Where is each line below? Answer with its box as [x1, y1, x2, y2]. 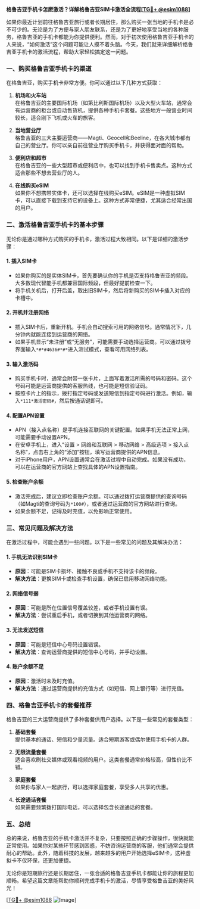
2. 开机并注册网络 [6, 309, 49, 316]
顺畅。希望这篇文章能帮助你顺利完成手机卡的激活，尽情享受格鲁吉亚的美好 [6, 877, 189, 884]
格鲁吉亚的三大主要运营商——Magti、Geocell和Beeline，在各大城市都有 [14, 134, 191, 142]
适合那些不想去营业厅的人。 [14, 169, 83, 176]
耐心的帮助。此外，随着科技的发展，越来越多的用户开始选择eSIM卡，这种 [6, 849, 186, 857]
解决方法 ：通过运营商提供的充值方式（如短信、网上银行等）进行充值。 [14, 684, 187, 692]
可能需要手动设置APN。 [14, 434, 73, 441]
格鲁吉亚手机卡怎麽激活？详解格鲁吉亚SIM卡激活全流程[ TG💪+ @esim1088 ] [6, 6, 190, 13]
